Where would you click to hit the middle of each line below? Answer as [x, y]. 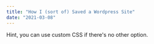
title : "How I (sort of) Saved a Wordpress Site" [71, 12]
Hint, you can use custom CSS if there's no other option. [77, 34]
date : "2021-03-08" [31, 17]
